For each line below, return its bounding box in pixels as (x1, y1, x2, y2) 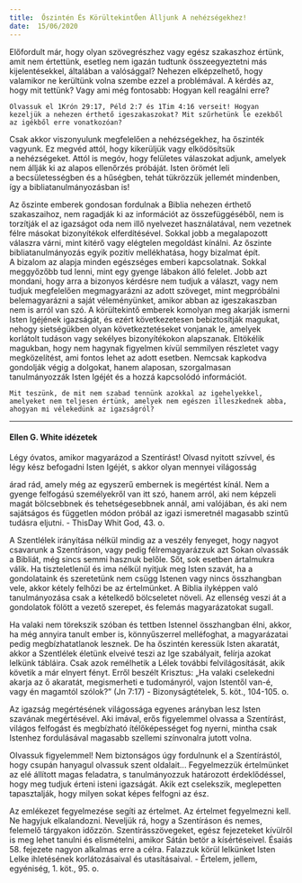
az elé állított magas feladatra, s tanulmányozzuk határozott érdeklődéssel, (9, 769, 286, 779)
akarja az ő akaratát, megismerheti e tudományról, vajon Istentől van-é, (9, 677, 273, 687)
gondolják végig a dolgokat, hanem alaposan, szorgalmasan (9, 361, 232, 372)
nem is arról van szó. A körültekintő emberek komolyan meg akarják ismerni (9, 304, 290, 315)
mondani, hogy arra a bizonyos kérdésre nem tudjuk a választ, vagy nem (9, 276, 279, 287)
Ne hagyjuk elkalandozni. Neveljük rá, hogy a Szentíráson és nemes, (9, 815, 262, 825)
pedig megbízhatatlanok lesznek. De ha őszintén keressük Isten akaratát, (9, 638, 280, 649)
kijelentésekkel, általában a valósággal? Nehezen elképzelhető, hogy (9, 65, 263, 77)
